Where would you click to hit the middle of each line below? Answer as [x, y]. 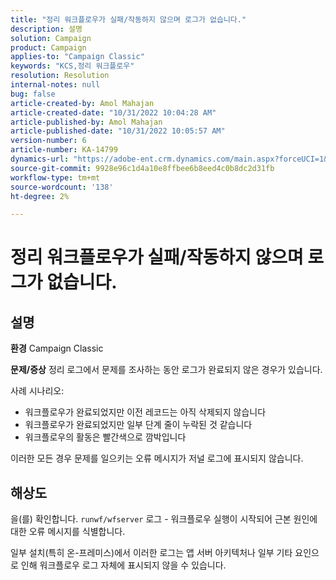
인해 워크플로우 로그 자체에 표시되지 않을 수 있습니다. [123, 565]
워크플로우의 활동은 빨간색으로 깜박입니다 [105, 437]
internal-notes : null [55, 85]
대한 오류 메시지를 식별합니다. [68, 532]
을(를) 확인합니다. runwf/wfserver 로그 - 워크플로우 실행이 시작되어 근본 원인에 [164, 519]
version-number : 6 [48, 141]
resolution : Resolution [60, 76]
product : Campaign [48, 47]
